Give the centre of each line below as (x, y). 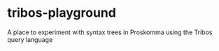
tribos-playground (62, 13)
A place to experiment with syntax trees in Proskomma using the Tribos (110, 32)
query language (30, 39)
